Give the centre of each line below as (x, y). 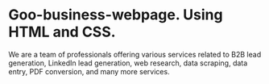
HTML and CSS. (62, 32)
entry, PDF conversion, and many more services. (89, 71)
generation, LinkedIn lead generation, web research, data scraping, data (128, 63)
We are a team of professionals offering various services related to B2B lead (135, 54)
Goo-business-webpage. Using (116, 15)
